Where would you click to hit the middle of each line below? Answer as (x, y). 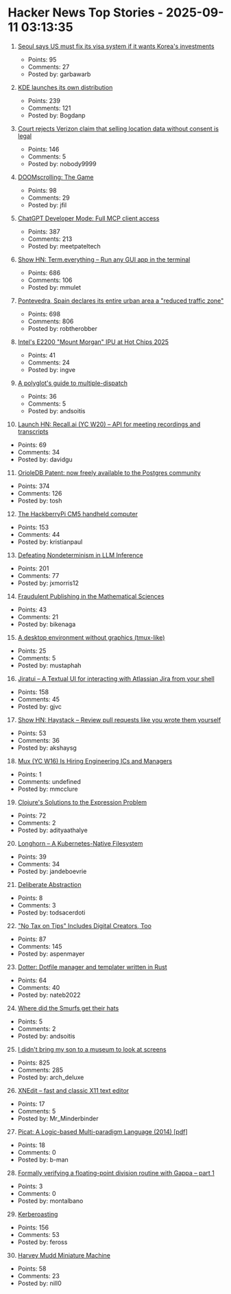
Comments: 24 (49, 362)
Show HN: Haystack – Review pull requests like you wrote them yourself (119, 719)
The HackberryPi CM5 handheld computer (77, 513)
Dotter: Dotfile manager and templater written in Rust (92, 967)
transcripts (33, 431)
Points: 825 (34, 1063)
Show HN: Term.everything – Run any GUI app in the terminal (104, 259)
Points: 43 (32, 610)
